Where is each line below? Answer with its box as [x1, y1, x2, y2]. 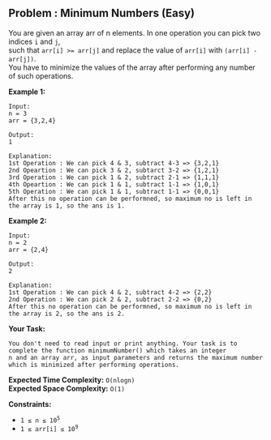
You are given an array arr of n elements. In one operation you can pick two [8, 28, 261, 37]
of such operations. [8, 70, 74, 80]
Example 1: [8, 87, 46, 96]
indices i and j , [8, 36, 61, 46]
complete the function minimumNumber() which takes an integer [8, 346, 227, 355]
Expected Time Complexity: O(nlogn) [8, 374, 135, 384]
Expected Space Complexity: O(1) [8, 383, 126, 393]
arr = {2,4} [8, 246, 49, 254]
